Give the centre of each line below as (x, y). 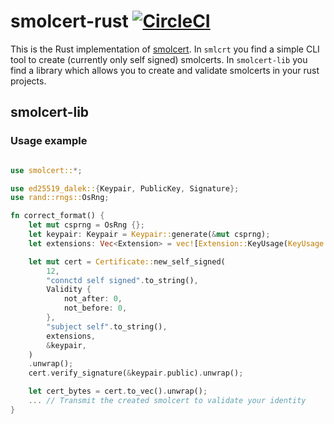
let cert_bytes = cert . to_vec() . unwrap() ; (118, 391)
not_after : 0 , (93, 299)
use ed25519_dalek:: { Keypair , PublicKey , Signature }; (125, 188)
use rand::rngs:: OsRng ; (60, 198)
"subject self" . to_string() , (107, 326)
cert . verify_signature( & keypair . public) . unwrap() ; (136, 373)
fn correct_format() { (57, 216)
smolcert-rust (69, 21)
